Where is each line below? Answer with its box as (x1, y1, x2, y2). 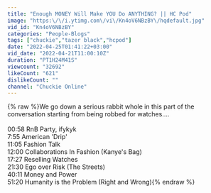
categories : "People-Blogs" (7, 30, 91, 38)
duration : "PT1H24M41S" (7, 57, 78, 64)
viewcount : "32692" (7, 63, 65, 70)
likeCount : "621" (7, 70, 59, 77)
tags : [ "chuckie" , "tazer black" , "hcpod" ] (7, 37, 132, 44)
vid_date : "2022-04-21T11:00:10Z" (7, 50, 110, 57)
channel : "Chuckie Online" (7, 83, 87, 90)
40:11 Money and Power (7, 170, 77, 179)
